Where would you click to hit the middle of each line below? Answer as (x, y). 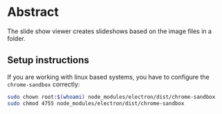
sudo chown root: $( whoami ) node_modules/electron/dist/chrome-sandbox (111, 97)
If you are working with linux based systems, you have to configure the (108, 77)
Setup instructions (48, 60)
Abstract (33, 12)
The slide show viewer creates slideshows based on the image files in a (110, 31)
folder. (16, 38)
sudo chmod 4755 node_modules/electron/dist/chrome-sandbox (96, 103)
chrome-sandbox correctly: (44, 84)
